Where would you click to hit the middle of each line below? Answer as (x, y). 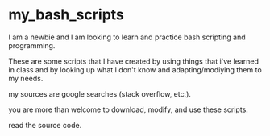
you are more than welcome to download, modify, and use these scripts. (128, 109)
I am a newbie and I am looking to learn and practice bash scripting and (127, 37)
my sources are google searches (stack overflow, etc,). (100, 93)
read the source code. (45, 125)
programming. (32, 45)
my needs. (26, 78)
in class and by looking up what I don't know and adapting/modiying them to (135, 69)
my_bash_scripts (66, 15)
